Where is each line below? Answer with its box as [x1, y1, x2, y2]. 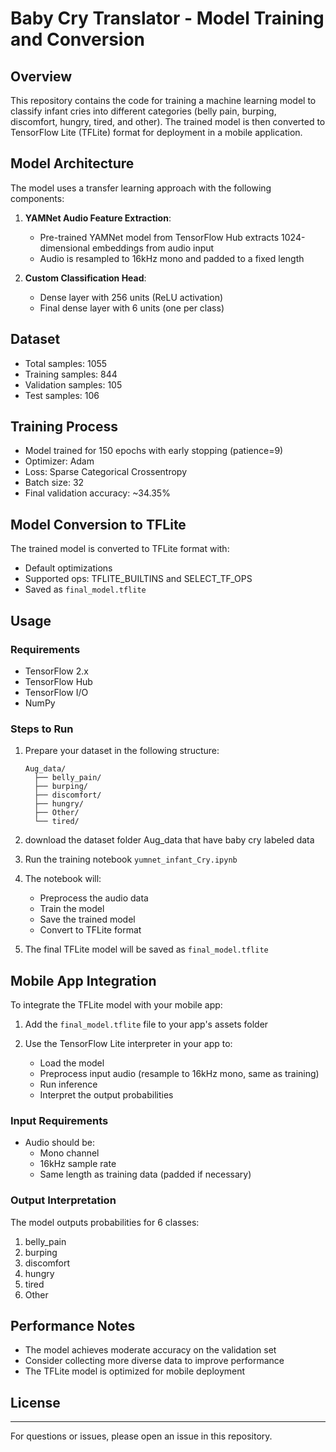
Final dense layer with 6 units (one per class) [39, 302, 225, 314]
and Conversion [10, 28, 146, 51]
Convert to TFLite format [39, 924, 142, 936]
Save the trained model [39, 913, 136, 926]
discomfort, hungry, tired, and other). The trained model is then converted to [10, 116, 326, 127]
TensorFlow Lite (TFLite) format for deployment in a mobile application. [10, 127, 303, 138]
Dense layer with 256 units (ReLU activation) [39, 291, 224, 303]
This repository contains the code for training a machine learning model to [10, 95, 317, 106]
